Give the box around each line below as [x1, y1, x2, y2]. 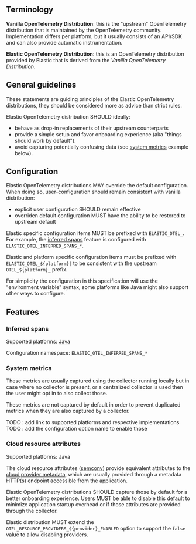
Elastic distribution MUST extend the [6, 518, 95, 525]
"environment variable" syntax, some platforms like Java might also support [6, 284, 189, 291]
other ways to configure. [6, 290, 66, 297]
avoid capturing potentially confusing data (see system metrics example [14, 143, 189, 150]
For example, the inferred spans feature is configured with [6, 236, 146, 243]
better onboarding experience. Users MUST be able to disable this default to [6, 495, 190, 502]
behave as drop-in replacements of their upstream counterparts [14, 125, 169, 132]
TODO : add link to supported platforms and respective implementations [6, 419, 180, 426]
